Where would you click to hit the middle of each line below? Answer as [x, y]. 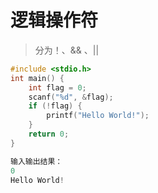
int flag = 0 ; [57, 87]
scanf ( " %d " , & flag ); [71, 97]
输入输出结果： [36, 161]
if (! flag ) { [55, 106]
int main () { [37, 78]
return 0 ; [49, 134]
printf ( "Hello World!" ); [98, 116]
